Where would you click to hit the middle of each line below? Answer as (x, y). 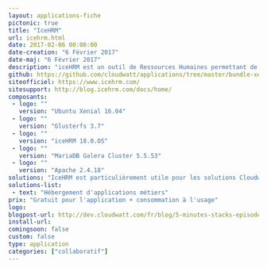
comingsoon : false (39, 230)
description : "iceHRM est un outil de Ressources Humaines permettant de (133, 67)
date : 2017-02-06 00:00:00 (53, 45)
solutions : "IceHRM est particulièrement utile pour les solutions (122, 178)
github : (21, 75)
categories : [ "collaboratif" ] (58, 251)
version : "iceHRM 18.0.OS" (64, 141)
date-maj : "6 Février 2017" (55, 60)
